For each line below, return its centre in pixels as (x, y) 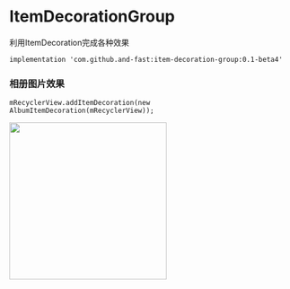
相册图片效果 (37, 83)
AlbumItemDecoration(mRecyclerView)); (82, 111)
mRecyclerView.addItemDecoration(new (80, 103)
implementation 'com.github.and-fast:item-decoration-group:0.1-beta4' (146, 59)
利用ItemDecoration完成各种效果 (70, 42)
